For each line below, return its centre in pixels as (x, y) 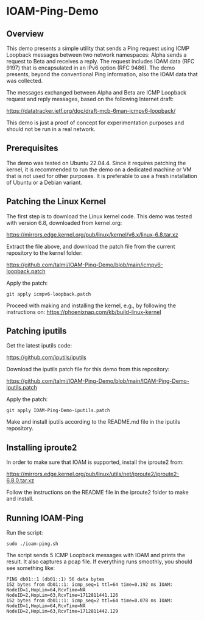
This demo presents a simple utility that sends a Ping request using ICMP (98, 48)
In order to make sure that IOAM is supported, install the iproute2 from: (95, 462)
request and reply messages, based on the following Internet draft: (90, 99)
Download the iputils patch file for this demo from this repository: (88, 369)
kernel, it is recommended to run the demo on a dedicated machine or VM (99, 169)
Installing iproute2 (42, 447)
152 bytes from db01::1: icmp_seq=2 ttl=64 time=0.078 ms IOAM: (90, 601)
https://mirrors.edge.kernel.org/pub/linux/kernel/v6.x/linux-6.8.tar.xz (92, 234)
